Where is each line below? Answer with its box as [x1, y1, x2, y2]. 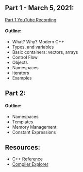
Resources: [5, 143, 40, 152]
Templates [12, 119, 33, 125]
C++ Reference [12, 156, 43, 162]
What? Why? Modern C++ [12, 39, 65, 45]
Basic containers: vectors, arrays [12, 49, 78, 55]
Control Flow [12, 55, 38, 60]
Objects [12, 59, 28, 65]
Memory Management [12, 124, 57, 130]
